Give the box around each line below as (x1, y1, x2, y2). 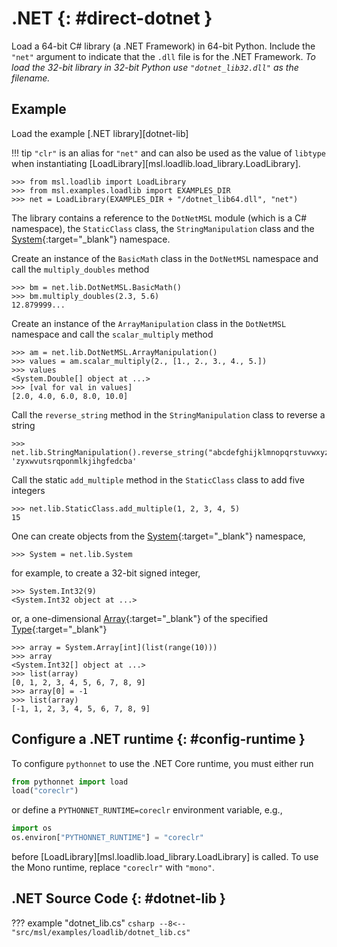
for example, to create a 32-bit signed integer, (11, 567, 201, 579)
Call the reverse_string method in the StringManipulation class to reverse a (11, 408, 326, 421)
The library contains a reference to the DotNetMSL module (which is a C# (11, 212, 308, 224)
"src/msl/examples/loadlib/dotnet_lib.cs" (11, 927, 191, 937)
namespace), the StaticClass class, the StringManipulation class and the (11, 222, 315, 234)
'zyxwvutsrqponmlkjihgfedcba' (11, 456, 138, 466)
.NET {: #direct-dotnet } (11, 7, 213, 30)
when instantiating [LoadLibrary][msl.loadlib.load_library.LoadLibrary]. (11, 157, 301, 169)
